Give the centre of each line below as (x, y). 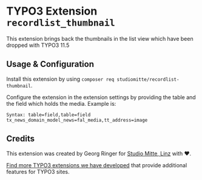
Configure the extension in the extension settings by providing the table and (101, 97)
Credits (21, 139)
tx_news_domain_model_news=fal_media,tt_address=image (77, 120)
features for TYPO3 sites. (38, 171)
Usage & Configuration (50, 64)
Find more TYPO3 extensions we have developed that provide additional (97, 165)
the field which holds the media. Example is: (61, 103)
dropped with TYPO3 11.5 (38, 45)
